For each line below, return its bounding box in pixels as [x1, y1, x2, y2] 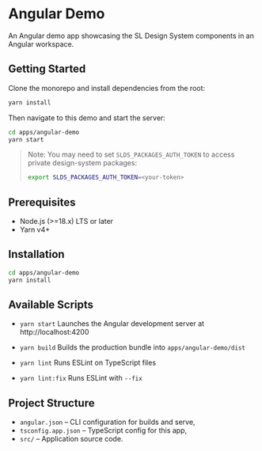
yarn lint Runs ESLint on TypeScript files [19, 358, 157, 368]
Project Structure [8, 396, 95, 410]
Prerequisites [8, 195, 76, 209]
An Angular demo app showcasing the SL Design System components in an [8, 31, 255, 40]
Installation [8, 248, 65, 261]
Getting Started [8, 63, 86, 76]
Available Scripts [8, 298, 93, 312]
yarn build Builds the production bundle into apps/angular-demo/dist [19, 343, 245, 352]
